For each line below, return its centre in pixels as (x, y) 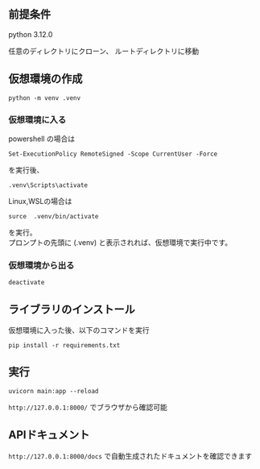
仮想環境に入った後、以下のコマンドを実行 (79, 330)
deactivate (27, 283)
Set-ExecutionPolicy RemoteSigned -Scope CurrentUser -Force (113, 154)
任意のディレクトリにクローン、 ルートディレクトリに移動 (104, 51)
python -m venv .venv (45, 98)
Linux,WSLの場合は (40, 201)
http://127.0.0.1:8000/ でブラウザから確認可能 (88, 407)
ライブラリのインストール (72, 309)
